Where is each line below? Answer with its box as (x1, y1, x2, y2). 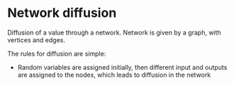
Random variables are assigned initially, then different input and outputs (17, 63, 228, 71)
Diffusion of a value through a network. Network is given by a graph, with (7, 28, 221, 37)
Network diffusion (7, 5, 117, 21)
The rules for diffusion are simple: (7, 49, 106, 58)
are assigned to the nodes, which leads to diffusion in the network (17, 70, 211, 79)
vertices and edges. (7, 35, 66, 44)
